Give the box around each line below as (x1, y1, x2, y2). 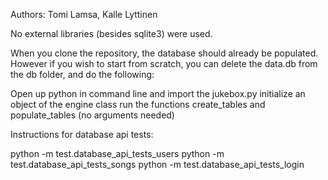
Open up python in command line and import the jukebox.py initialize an (10, 88, 306, 99)
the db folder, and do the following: (10, 69, 155, 80)
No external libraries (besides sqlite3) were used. (10, 28, 213, 39)
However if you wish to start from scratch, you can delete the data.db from (10, 58, 318, 69)
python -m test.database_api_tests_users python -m (10, 148, 225, 159)
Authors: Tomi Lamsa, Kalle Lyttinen (10, 9, 158, 20)
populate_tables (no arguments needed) (10, 109, 175, 121)
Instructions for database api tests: (10, 129, 154, 140)
